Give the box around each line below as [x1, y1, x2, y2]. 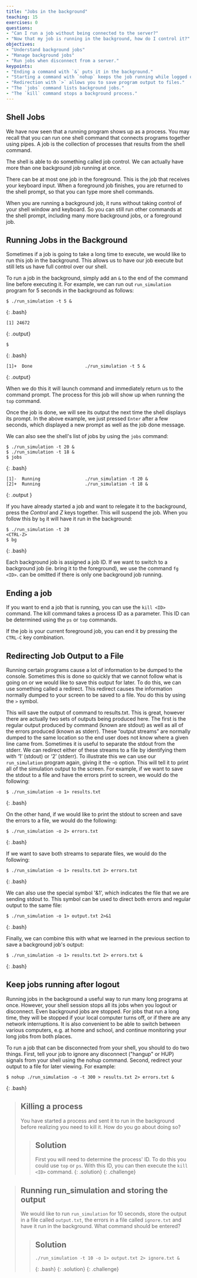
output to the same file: [6, 902, 63, 909]
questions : [6, 25, 33, 31]
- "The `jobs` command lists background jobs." [6, 85, 125, 91]
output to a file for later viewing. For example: [6, 1062, 116, 1070]
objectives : [6, 42, 35, 48]
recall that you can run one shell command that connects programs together [6, 134, 191, 141]
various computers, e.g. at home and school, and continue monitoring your [6, 1026, 187, 1034]
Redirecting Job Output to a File [6, 651, 124, 661]
